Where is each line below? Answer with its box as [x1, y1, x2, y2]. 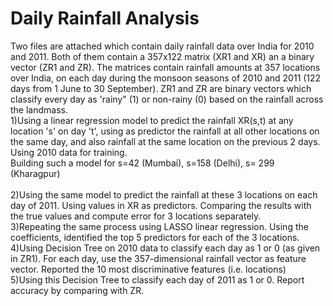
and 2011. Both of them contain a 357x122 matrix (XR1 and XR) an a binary [10, 50, 315, 62]
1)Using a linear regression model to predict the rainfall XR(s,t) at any [10, 114, 294, 126]
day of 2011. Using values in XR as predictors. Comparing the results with [10, 199, 312, 211]
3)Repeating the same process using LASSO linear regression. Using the [10, 220, 309, 232]
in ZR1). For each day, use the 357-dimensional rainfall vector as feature [10, 252, 307, 264]
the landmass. [10, 103, 68, 116]
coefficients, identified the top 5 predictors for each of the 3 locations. [10, 231, 300, 243]
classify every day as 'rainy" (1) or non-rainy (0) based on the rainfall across [10, 93, 324, 105]
